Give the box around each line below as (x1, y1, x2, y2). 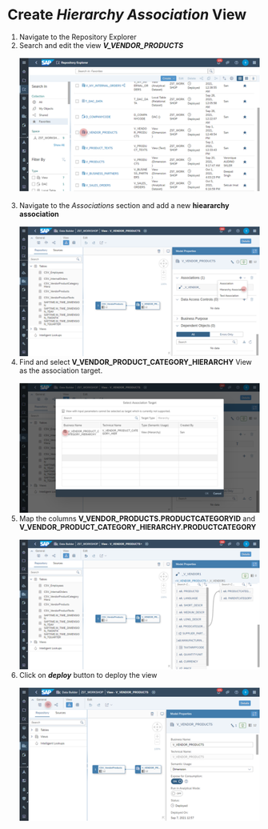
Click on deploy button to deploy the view (18, 670, 158, 679)
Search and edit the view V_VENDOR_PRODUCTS (18, 40, 184, 50)
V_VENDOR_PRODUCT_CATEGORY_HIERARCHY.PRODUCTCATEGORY (18, 523, 257, 532)
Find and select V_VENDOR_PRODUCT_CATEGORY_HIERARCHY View (18, 358, 253, 367)
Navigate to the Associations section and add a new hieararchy (18, 201, 230, 210)
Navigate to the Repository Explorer (18, 32, 137, 42)
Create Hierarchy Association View (7, 6, 247, 24)
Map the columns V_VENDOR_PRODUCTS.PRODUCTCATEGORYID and (18, 514, 256, 523)
